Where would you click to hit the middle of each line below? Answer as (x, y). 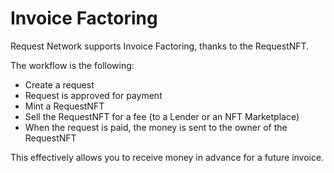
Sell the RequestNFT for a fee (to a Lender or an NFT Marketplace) (162, 116)
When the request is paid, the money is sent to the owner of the (156, 127)
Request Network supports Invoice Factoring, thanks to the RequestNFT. (160, 46)
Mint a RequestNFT (64, 106)
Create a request (59, 84)
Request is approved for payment (93, 95)
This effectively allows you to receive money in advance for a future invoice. (167, 157)
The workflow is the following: (72, 65)
